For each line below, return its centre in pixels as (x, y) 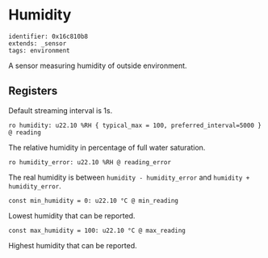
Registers (33, 91)
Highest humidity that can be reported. (73, 245)
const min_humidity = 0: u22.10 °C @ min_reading (94, 201)
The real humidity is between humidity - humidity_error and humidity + (129, 177)
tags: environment (39, 50)
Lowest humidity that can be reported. (72, 215)
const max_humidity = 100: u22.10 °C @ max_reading (97, 231)
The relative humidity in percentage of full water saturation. (107, 147)
